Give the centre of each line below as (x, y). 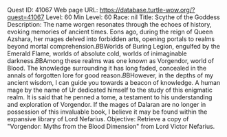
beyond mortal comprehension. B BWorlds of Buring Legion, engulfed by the (113, 46)
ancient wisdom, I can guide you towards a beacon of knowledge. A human (114, 83)
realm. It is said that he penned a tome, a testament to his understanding (110, 97)
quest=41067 (26, 17)
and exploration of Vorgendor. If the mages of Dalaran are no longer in (107, 104)
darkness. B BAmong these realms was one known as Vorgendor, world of (111, 61)
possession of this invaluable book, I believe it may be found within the (107, 112)
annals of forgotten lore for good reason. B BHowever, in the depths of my (110, 75)
